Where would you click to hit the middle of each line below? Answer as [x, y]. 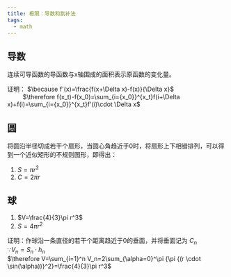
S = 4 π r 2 [30, 226]
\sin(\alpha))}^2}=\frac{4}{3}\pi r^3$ [59, 266]
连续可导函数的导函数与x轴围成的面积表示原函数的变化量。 [91, 74]
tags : [15, 20]
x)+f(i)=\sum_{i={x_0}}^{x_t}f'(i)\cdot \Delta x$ [74, 104]
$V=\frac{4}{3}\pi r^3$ [50, 218]
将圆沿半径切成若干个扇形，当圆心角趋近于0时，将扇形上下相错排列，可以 [113, 146]
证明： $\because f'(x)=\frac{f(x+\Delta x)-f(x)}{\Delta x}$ [90, 89]
